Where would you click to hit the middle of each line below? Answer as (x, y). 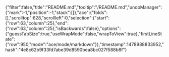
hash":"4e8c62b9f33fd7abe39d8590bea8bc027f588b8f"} (66, 50)
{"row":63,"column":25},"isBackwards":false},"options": (63, 28)
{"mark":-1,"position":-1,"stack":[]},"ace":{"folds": (57, 12)
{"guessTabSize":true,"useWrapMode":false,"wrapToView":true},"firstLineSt (84, 34)
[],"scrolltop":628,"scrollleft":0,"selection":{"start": (58, 18)
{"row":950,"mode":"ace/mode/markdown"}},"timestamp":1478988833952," (85, 44)
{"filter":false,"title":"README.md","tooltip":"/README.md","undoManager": (84, 7)
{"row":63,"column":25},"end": (37, 23)
